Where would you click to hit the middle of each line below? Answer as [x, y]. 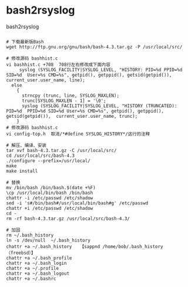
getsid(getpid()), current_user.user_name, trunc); [72, 116]
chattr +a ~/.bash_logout [38, 273]
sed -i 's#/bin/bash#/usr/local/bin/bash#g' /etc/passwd [77, 203]
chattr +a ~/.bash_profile [39, 258]
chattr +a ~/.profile [33, 268]
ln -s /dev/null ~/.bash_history [48, 240]
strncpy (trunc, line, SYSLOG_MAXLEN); [70, 95]
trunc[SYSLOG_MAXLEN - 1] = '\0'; [64, 101]
